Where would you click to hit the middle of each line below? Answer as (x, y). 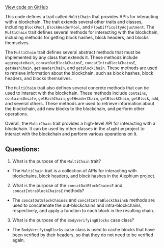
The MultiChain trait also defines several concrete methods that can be (77, 88)
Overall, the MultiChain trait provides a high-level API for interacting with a (80, 123)
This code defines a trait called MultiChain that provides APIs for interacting (82, 16)
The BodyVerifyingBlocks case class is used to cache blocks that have (83, 229)
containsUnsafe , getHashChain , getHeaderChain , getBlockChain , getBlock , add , (82, 98)
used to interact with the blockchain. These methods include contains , (76, 93)
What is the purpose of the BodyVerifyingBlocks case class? (73, 220)
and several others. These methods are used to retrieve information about (80, 103)
